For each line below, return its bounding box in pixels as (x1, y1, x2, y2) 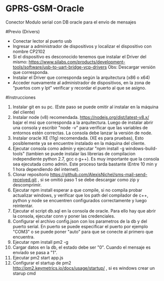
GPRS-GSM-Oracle (5, 3, 84, 14)
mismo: (12, 59, 28, 65)
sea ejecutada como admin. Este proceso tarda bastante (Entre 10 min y (12, 161, 158, 167)
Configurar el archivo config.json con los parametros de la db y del (12, 218, 147, 224)
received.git (12, 177, 37, 183)
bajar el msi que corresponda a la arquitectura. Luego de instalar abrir (12, 119, 153, 125)
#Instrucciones (5, 94, 36, 100)
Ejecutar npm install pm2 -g (12, 239, 69, 245)
